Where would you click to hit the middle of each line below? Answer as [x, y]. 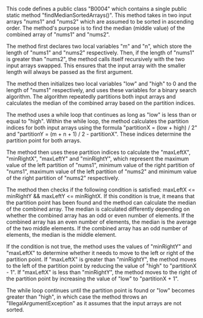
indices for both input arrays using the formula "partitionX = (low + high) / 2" [102, 128]
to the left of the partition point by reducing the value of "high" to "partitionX [101, 266]
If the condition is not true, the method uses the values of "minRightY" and [99, 247]
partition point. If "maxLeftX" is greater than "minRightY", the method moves [101, 259]
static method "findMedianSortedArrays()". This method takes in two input [99, 15]
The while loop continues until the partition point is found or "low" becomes [101, 290]
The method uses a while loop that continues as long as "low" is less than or [101, 115]
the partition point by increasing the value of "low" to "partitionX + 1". [92, 279]
